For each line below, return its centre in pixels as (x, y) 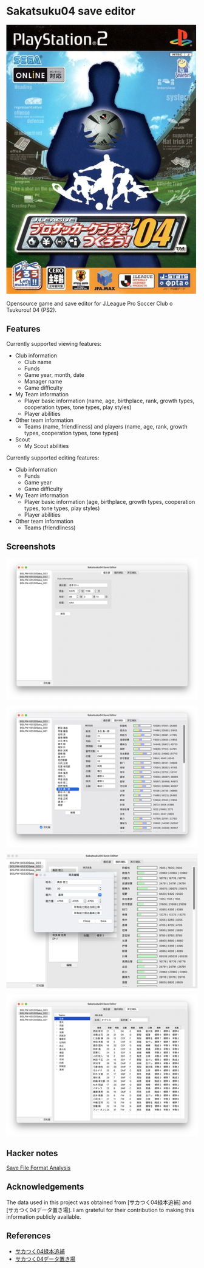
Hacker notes (32, 1153)
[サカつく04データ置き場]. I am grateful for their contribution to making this (100, 1210)
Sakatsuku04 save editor (71, 11)
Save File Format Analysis (39, 1168)
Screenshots (31, 547)
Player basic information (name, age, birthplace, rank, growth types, (109, 401)
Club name (38, 362)
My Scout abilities (46, 446)
